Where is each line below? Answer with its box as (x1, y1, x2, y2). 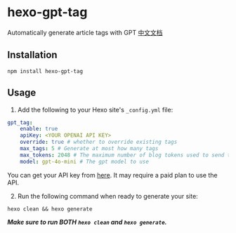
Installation (7, 49, 58, 61)
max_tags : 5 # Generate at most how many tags (20, 145, 159, 152)
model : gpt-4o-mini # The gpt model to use (20, 158, 150, 165)
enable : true (20, 126, 58, 133)
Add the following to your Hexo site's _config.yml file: (17, 105, 173, 114)
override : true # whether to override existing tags (20, 138, 178, 146)
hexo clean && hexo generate (7, 205, 93, 213)
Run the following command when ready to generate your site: (17, 192, 198, 200)
